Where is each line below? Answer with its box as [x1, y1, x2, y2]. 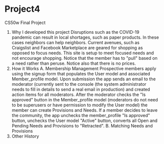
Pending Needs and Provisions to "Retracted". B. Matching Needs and [11, 122, 153, 128]
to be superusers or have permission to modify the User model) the [11, 102, 148, 108]
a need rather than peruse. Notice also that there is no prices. [11, 60, 136, 66]
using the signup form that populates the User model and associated [11, 71, 150, 76]
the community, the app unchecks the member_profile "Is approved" [11, 112, 150, 118]
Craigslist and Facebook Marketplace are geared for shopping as [11, 45, 143, 50]
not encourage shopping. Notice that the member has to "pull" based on [11, 55, 158, 61]
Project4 [4, 3, 40, 15]
